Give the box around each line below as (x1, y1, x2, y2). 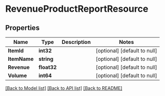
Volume (8, 72, 27, 79)
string (38, 56, 54, 62)
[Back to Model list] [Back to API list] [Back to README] (5, 85, 123, 91)
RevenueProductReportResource (5, 3, 149, 15)
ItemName (8, 56, 34, 62)
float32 (38, 64, 57, 70)
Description (61, 39, 91, 45)
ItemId (8, 47, 24, 54)
